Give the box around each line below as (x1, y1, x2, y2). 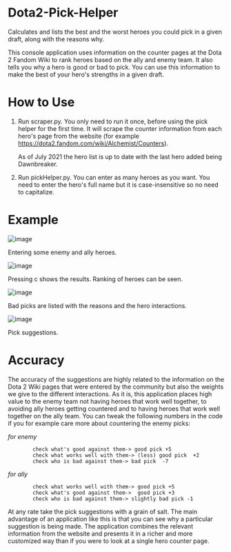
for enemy (8, 432, 37, 440)
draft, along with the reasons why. (8, 34, 105, 43)
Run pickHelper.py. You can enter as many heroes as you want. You (17, 173, 210, 181)
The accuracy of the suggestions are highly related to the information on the (8, 375, 225, 383)
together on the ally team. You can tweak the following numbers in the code (8, 411, 223, 420)
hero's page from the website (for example (17, 132, 140, 140)
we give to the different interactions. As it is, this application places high (8, 389, 212, 398)
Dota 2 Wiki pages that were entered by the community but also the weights (8, 382, 224, 391)
